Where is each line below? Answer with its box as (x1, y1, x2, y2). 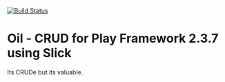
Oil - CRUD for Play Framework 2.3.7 (7, 31, 219, 46)
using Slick (7, 45, 72, 61)
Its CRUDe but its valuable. (7, 68, 84, 76)
